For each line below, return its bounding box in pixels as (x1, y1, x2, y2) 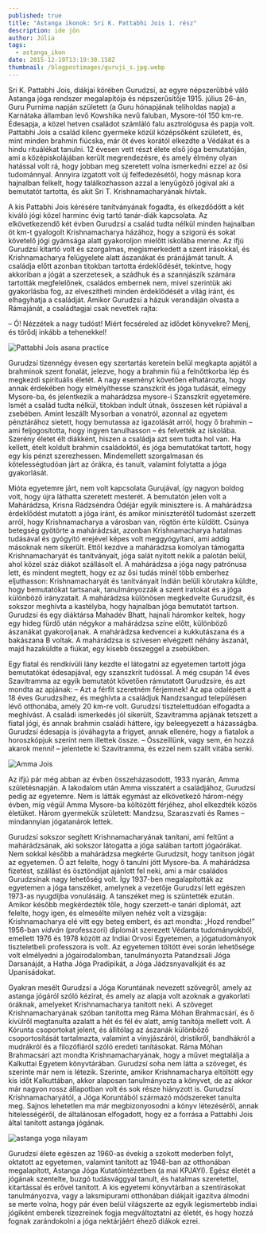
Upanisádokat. (8, 967, 56, 976)
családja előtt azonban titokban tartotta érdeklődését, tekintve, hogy (8, 261, 232, 270)
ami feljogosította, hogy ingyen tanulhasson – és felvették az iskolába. (8, 425, 237, 435)
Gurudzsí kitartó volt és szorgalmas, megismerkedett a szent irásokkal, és (8, 244, 250, 254)
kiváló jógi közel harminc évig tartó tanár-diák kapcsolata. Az (8, 210, 208, 219)
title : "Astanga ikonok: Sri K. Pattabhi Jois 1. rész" (8, 19, 197, 27)
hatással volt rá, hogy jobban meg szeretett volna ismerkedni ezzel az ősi (8, 161, 249, 171)
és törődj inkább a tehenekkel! (8, 327, 107, 336)
